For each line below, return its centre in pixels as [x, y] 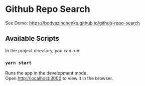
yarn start [18, 63]
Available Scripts [32, 39]
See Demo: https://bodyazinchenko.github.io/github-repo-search [72, 23]
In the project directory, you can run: [43, 50]
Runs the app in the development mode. [46, 73]
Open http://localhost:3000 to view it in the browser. [59, 79]
